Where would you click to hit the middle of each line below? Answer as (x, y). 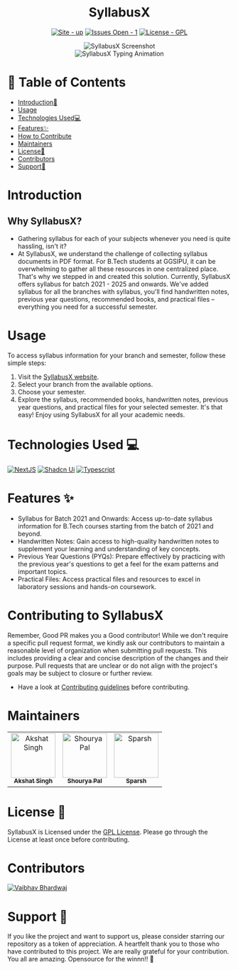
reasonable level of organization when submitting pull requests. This (107, 650)
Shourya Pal (85, 781)
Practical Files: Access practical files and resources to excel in (109, 579)
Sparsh (136, 781)
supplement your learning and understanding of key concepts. (109, 548)
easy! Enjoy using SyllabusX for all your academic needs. (101, 414)
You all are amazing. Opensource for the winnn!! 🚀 (81, 959)
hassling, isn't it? (42, 246)
